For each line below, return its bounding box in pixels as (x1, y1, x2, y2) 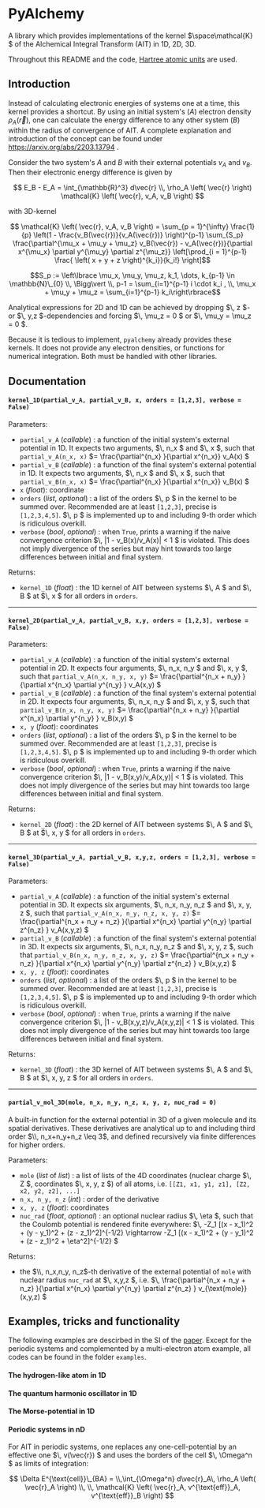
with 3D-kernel (8, 207, 57, 216)
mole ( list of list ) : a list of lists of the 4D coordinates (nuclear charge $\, (19, 1170, 252, 1180)
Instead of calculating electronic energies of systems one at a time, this (8, 98, 241, 107)
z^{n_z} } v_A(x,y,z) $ (19, 925, 89, 935)
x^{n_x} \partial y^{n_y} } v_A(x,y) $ (47, 680, 162, 690)
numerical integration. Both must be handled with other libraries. (8, 352, 218, 361)
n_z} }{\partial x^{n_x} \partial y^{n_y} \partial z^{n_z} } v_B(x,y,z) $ (19, 959, 237, 968)
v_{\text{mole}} (198, 1283, 248, 1293)
